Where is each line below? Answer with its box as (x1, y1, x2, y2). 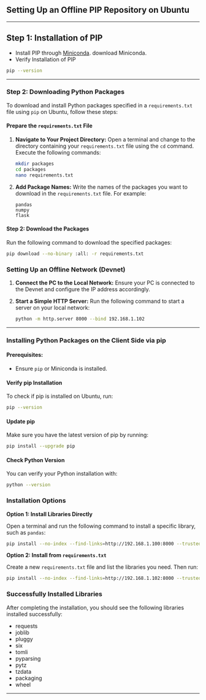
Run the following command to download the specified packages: (6, 238, 172, 246)
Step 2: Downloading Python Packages (6, 88, 124, 96)
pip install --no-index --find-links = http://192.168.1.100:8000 (6, 541, 174, 547)
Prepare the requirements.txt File (6, 122, 93, 129)
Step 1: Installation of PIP (6, 33, 103, 44)
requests (15, 622, 38, 630)
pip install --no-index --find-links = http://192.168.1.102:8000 (6, 576, 174, 582)
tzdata (15, 668, 32, 675)
